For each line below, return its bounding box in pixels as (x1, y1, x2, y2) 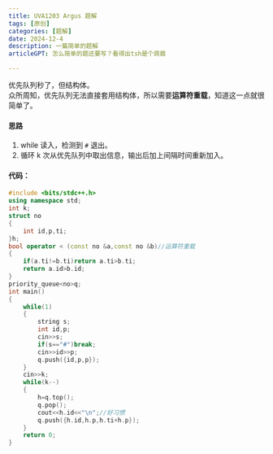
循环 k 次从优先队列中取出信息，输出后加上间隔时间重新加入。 (19, 151, 228, 160)
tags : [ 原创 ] (8, 20, 50, 28)
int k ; (8, 204, 31, 212)
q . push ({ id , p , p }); (37, 356, 100, 364)
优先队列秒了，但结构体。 (8, 81, 94, 89)
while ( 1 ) (23, 303, 53, 311)
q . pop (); (37, 400, 67, 409)
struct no (8, 212, 42, 220)
